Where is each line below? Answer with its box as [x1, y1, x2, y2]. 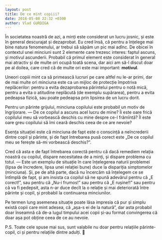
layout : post [5, 7, 32, 12]
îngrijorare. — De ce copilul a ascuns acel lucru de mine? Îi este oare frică [5, 110, 152, 115]
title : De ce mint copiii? [5, 12, 60, 16]
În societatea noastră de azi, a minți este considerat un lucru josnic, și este [5, 34, 154, 40]
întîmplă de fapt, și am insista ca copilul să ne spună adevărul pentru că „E [5, 175, 154, 180]
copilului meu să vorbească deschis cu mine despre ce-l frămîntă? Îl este [5, 114, 151, 120]
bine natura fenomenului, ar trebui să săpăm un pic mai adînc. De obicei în [5, 44, 153, 50]
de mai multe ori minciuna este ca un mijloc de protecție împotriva [5, 80, 137, 85]
